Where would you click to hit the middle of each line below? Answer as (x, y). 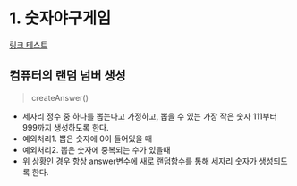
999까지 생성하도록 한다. (65, 127)
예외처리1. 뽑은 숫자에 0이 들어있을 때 (87, 139)
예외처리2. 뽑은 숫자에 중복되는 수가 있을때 (96, 149)
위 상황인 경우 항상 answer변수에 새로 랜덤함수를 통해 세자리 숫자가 (140, 161)
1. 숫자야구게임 (60, 18)
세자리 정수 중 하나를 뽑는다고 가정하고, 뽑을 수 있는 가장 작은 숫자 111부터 (149, 116)
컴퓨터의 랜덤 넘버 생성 (68, 76)
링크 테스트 (29, 45)
